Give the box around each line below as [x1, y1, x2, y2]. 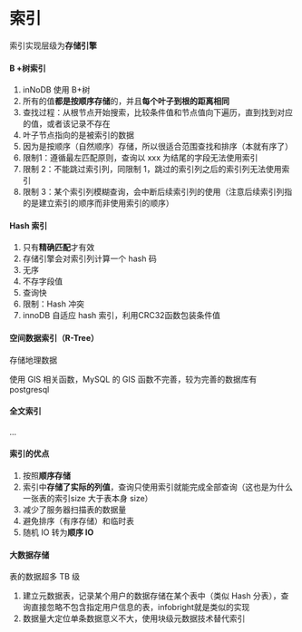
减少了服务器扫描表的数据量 [22, 504, 127, 515]
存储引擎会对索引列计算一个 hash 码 [22, 253, 157, 264]
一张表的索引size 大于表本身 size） [22, 492, 153, 503]
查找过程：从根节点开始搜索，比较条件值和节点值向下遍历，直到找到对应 [22, 107, 293, 118]
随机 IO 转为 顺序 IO [22, 527, 94, 538]
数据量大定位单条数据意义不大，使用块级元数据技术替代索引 [22, 613, 246, 624]
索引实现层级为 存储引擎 [9, 40, 97, 51]
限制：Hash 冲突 [22, 298, 84, 309]
